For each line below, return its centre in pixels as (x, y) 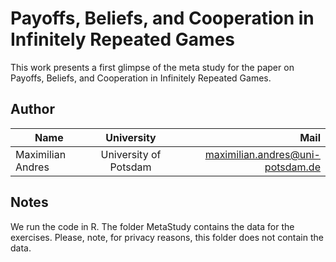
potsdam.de (292, 167)
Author (32, 109)
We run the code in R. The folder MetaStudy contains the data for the (152, 226)
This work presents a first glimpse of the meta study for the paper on (152, 67)
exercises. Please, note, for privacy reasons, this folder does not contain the (167, 237)
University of (131, 154)
